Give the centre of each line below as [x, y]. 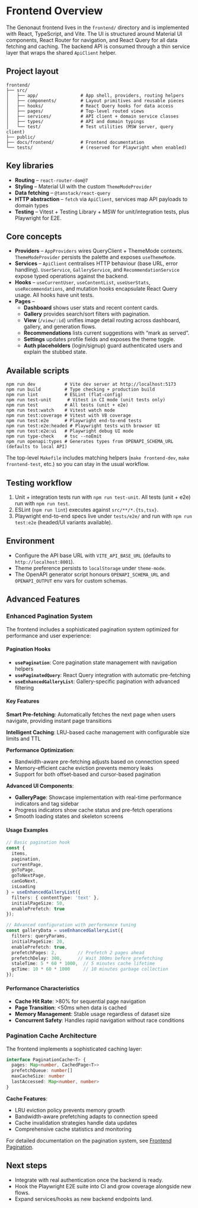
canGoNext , [25, 881]
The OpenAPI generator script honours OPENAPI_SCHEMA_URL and [92, 574]
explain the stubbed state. [55, 352]
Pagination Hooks [28, 649]
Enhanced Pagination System [49, 616]
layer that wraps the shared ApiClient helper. [61, 52]
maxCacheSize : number [38, 1076]
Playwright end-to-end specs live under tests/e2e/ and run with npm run [103, 516]
